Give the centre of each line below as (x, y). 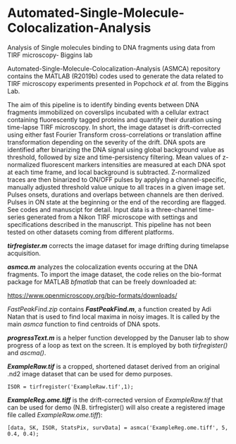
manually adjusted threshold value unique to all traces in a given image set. (116, 187)
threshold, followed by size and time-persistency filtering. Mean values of (114, 157)
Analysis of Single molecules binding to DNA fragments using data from (111, 47)
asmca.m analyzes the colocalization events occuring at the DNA (103, 266)
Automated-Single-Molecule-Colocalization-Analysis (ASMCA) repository (114, 68)
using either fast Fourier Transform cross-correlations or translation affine (114, 135)
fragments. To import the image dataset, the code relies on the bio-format (114, 274)
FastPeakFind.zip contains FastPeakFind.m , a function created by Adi (109, 309)
